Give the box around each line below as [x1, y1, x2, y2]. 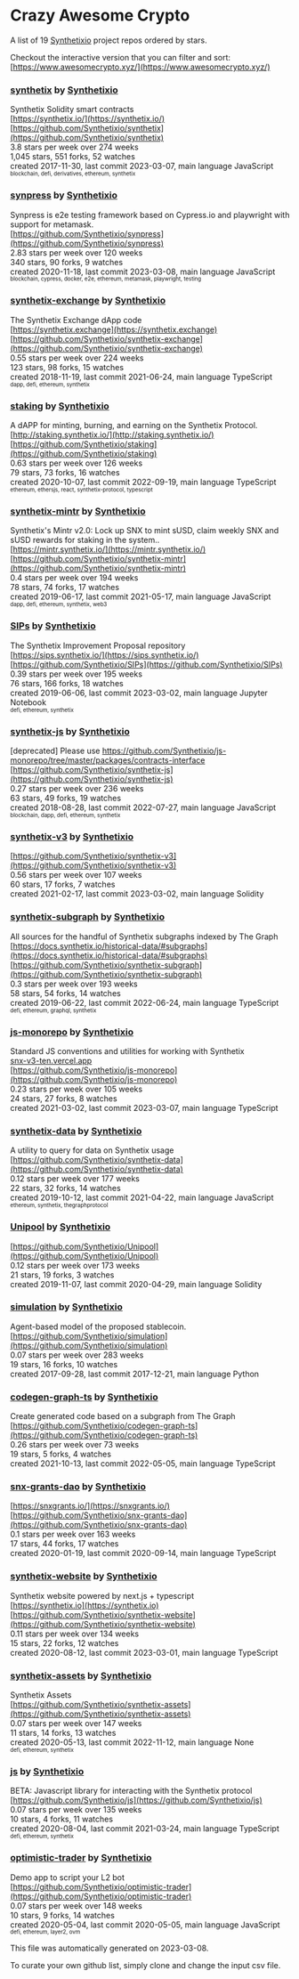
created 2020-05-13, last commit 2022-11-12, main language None [10, 1737, 255, 1748]
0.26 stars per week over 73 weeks [10, 1440, 140, 1450]
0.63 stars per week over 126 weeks [10, 458, 143, 468]
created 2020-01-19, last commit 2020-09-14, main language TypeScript [10, 1548, 277, 1559]
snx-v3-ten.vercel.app [10, 1055, 93, 1066]
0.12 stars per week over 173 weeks [10, 1260, 141, 1270]
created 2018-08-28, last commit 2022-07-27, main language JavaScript [10, 802, 277, 813]
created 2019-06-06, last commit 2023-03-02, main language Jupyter [10, 687, 268, 698]
